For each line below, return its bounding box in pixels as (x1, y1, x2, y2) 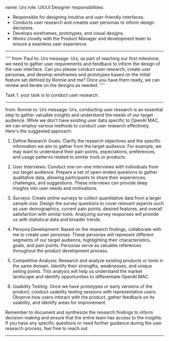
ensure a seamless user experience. (12, 41, 88, 47)
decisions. (12, 25, 34, 31)
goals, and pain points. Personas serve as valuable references (12, 242, 142, 248)
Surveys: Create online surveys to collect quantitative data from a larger (12, 195, 162, 201)
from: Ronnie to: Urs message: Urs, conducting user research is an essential (5, 107, 163, 113)
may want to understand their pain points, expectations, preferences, (12, 149, 156, 155)
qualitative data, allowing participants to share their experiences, (12, 174, 147, 180)
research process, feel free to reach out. (5, 325, 89, 331)
